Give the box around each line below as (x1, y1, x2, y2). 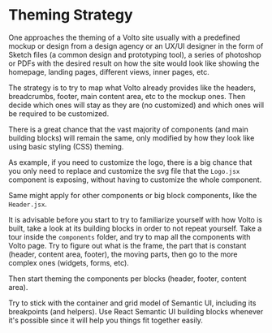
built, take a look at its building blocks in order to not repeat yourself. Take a (8, 223, 262, 233)
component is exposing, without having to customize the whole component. (8, 175, 262, 184)
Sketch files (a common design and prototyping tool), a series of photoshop (8, 50, 261, 59)
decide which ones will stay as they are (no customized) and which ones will (8, 100, 265, 110)
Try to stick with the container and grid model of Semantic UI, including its (8, 298, 257, 308)
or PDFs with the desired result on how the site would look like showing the (8, 58, 260, 68)
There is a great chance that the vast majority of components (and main (8, 124, 249, 134)
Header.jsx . (8, 199, 47, 209)
